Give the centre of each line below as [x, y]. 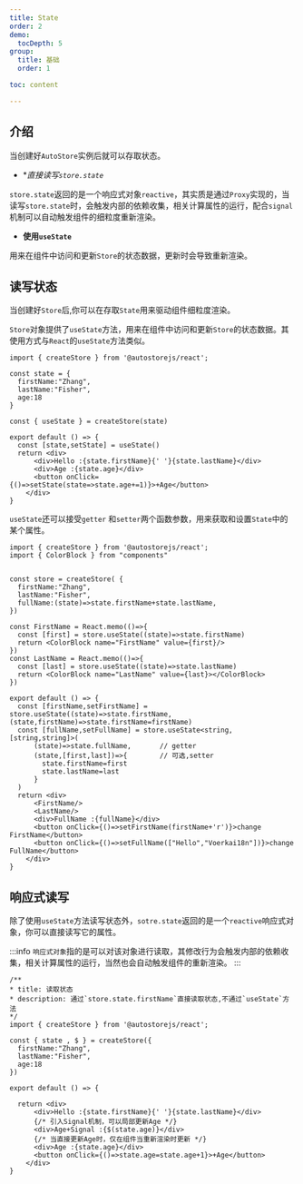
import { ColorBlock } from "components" [89, 556]
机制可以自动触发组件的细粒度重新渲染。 [85, 217]
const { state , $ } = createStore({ [81, 1041]
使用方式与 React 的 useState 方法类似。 [80, 340]
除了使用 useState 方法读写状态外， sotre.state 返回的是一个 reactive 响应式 [148, 921]
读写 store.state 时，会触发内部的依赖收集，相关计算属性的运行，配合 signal [151, 205]
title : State [34, 18]
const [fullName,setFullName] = [79, 730]
